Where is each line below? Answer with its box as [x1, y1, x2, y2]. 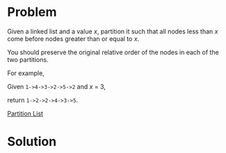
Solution [7, 134, 57, 150]
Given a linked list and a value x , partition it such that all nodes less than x [7, 27, 218, 35]
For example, [7, 69, 45, 77]
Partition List [7, 109, 44, 118]
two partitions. [7, 55, 49, 63]
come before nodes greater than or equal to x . [7, 34, 140, 42]
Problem [7, 4, 57, 20]
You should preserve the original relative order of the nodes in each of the [7, 48, 219, 56]
